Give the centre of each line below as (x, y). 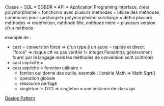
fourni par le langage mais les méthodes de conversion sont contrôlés (83, 57)
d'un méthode (19, 28)
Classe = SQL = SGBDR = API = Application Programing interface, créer (77, 7)
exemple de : (18, 37)
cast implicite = (27, 63)
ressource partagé (38, 83)
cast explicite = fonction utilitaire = (47, 68)
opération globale (37, 78)
